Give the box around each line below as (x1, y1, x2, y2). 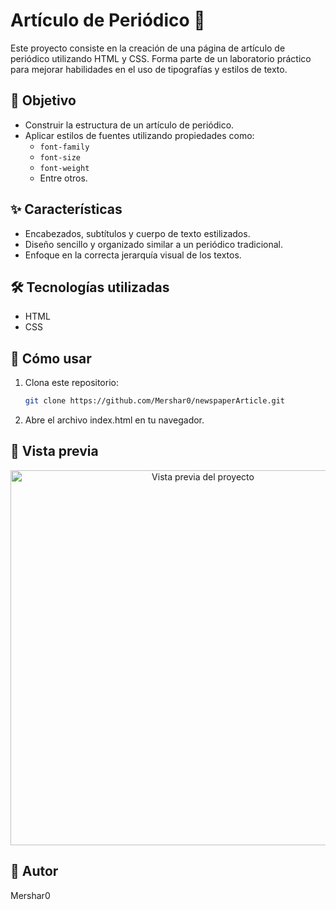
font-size (39, 152, 82, 163)
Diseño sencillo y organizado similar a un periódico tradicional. (24, 238, 284, 250)
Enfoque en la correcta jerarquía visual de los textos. (24, 249, 242, 261)
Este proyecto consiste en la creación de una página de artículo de (10, 42, 286, 54)
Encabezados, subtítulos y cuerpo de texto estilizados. (24, 227, 251, 239)
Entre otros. (39, 172, 88, 184)
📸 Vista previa (10, 443, 99, 460)
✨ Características (10, 201, 123, 218)
